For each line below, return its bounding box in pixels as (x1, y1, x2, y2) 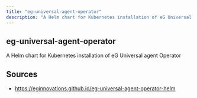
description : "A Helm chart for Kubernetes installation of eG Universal (6, 14, 192, 20)
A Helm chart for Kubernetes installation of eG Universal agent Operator (6, 52, 182, 59)
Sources (6, 69, 38, 79)
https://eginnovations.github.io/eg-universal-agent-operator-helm (14, 85, 176, 92)
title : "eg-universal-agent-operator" (6, 8, 102, 15)
